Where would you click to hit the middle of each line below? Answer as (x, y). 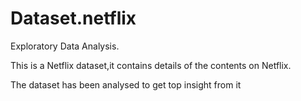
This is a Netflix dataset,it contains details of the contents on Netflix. (151, 65)
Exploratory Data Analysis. (65, 46)
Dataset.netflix (73, 18)
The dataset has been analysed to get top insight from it (126, 84)
